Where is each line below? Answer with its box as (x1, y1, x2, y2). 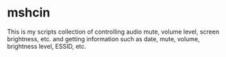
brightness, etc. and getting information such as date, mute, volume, (7, 34, 200, 43)
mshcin (7, 5, 51, 21)
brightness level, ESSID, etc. (7, 42, 87, 50)
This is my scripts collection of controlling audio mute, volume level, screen (7, 27, 220, 36)
